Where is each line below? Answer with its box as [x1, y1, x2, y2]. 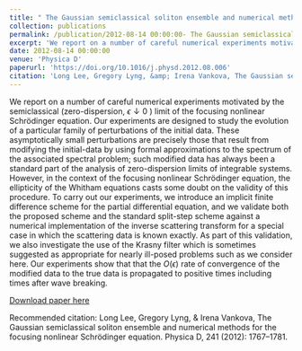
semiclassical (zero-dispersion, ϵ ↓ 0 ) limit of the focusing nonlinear [9, 105, 265, 117]
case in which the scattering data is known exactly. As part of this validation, [9, 230, 293, 241]
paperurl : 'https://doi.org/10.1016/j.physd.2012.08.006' [9, 64, 231, 73]
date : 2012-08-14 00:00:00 [9, 47, 111, 56]
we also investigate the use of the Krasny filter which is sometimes [9, 239, 256, 250]
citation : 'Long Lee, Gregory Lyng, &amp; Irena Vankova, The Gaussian [9, 72, 283, 81]
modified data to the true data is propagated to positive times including [9, 268, 272, 278]
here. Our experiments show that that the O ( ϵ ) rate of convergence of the [9, 258, 280, 269]
